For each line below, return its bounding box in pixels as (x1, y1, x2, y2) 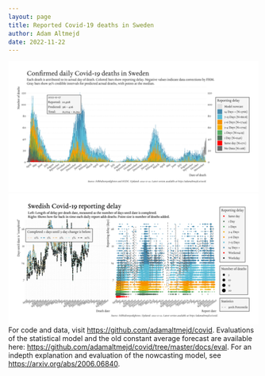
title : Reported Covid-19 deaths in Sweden (8, 21, 155, 29)
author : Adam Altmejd (8, 29, 80, 37)
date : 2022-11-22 (8, 38, 66, 46)
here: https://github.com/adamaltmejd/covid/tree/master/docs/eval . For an (8, 342, 252, 351)
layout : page (8, 13, 52, 21)
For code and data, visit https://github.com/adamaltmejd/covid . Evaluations (8, 325, 255, 335)
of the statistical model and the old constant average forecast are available (8, 333, 252, 343)
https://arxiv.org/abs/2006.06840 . (8, 359, 121, 368)
